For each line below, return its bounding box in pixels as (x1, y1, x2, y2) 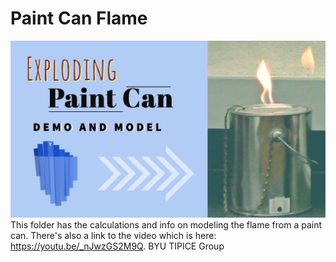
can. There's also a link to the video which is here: (10, 230, 217, 242)
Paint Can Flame (10, 7, 148, 30)
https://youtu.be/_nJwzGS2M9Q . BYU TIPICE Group (10, 240, 225, 252)
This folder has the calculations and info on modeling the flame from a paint (10, 219, 322, 231)
